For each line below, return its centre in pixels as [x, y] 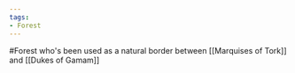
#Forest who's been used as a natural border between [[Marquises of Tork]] [148, 50]
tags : [19, 17]
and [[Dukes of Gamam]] [54, 60]
